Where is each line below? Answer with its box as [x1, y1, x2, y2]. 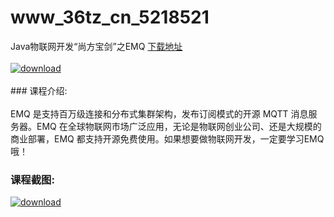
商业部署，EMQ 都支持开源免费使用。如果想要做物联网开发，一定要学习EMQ [10, 132, 325, 145]
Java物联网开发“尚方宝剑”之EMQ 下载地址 [10, 40, 183, 52]
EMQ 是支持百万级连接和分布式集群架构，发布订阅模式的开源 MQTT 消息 [10, 107, 309, 120]
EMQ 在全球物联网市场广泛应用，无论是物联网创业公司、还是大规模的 [36, 120, 322, 132]
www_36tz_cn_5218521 [10, 6, 210, 29]
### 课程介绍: [10, 84, 68, 96]
